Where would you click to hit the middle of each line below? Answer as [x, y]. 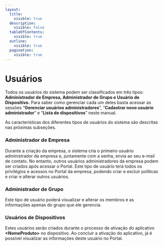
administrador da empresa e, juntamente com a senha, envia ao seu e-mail [80, 156]
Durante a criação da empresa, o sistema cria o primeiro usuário [69, 151]
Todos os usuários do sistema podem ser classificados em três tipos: [74, 92]
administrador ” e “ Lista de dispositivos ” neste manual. [61, 113]
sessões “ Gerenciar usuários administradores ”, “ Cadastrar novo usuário [79, 108]
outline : [18, 41]
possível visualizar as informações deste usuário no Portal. [64, 238]
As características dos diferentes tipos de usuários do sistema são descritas [81, 123]
